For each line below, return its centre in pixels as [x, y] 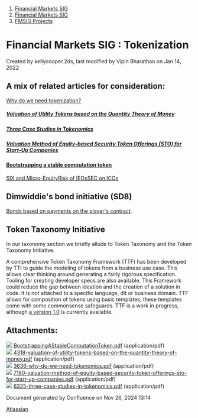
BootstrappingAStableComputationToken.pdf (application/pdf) [89, 345]
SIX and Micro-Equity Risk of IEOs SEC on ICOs [62, 178]
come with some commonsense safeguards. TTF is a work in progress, [92, 305]
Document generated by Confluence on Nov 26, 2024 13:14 [79, 397]
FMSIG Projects [34, 21]
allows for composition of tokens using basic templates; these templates [94, 299]
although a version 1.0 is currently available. [60, 312]
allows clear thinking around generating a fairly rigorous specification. [91, 274]
